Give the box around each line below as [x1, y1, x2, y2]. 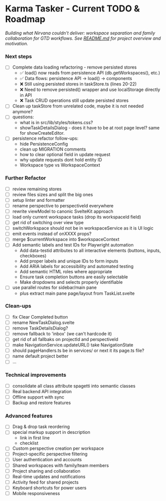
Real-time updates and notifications [12, 473, 86, 480]
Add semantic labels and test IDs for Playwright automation [12, 242, 134, 248]
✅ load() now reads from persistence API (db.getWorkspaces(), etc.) [19, 70, 161, 76]
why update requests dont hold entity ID [19, 157, 102, 163]
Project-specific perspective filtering [12, 451, 88, 457]
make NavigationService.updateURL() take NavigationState [12, 342, 134, 348]
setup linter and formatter [12, 197, 65, 203]
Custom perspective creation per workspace [12, 445, 104, 451]
